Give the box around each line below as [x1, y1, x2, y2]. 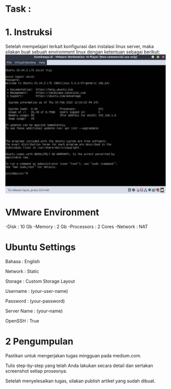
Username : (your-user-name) [5, 288, 68, 294]
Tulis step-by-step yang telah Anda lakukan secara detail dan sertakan [5, 362, 154, 369]
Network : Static [5, 268, 39, 274]
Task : [5, 3, 32, 15]
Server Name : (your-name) [5, 308, 63, 314]
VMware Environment [5, 207, 99, 218]
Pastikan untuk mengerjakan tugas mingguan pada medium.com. [5, 352, 141, 358]
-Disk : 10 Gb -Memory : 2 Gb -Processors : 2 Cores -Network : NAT [5, 223, 148, 230]
